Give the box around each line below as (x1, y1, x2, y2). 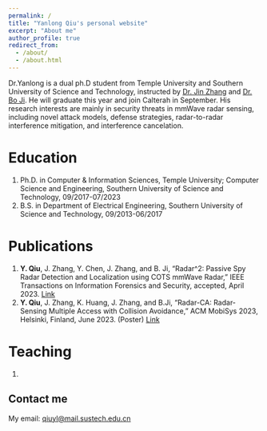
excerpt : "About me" (8, 26, 78, 34)
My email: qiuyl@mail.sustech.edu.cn (8, 413, 131, 423)
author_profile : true (8, 34, 81, 42)
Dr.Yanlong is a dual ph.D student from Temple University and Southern (8, 78, 244, 88)
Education (8, 149, 78, 167)
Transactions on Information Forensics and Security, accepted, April (19, 281, 245, 290)
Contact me (8, 393, 68, 406)
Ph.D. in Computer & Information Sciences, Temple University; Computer (19, 175, 260, 185)
